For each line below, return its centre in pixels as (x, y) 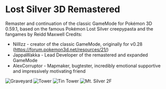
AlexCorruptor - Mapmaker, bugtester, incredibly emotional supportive (87, 66)
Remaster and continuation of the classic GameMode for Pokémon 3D (79, 23)
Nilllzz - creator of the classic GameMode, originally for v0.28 (78, 44)
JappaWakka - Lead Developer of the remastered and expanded (80, 55)
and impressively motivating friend (49, 71)
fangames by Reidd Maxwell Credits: (44, 34)
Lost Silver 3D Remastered (63, 9)
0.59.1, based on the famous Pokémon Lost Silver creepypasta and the (79, 28)
